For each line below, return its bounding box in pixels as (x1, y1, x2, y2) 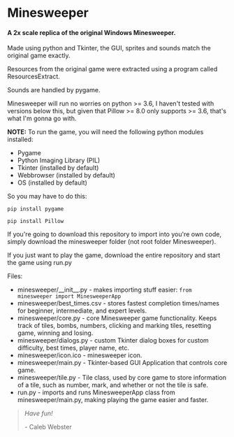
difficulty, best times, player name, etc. (17, 344, 130, 352)
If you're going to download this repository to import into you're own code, (7, 230, 222, 238)
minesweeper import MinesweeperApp (17, 293, 122, 300)
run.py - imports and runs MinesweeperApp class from (17, 388, 176, 396)
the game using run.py (7, 259, 72, 267)
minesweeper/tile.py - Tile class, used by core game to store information (17, 373, 227, 382)
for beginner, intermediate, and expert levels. (17, 306, 147, 315)
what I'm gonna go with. (7, 114, 77, 123)
